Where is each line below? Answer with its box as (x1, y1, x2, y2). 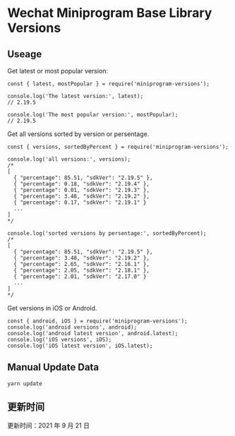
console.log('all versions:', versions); (7, 156, 131, 163)
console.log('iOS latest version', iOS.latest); (7, 342, 153, 349)
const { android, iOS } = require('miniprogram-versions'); (7, 317, 188, 325)
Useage (7, 48, 42, 60)
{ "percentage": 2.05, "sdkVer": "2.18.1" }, (13, 267, 150, 274)
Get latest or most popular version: (7, 67, 108, 75)
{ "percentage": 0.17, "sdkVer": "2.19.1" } (13, 199, 147, 206)
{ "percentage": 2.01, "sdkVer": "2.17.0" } (13, 273, 147, 280)
